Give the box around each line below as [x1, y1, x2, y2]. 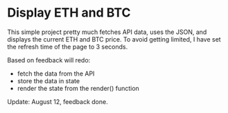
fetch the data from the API [17, 69, 95, 78]
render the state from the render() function [17, 84, 140, 92]
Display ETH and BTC [7, 5, 131, 21]
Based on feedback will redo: [7, 55, 91, 64]
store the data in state [17, 76, 80, 85]
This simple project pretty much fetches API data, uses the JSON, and [7, 28, 207, 36]
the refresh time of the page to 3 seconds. [7, 42, 128, 51]
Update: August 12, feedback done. [7, 97, 109, 105]
